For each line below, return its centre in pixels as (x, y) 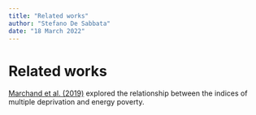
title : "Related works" (49, 16)
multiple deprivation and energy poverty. (76, 102)
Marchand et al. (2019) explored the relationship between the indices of (128, 93)
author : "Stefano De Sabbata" (60, 23)
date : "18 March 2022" (47, 31)
